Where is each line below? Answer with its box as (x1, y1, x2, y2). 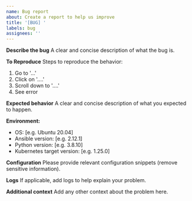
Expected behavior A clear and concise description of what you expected (6, 100, 187, 107)
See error (14, 88, 38, 95)
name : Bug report (6, 8, 49, 15)
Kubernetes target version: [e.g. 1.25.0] (14, 148, 110, 155)
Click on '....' (14, 76, 45, 83)
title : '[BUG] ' (6, 19, 46, 25)
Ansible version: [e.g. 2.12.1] (14, 135, 83, 142)
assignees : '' (6, 31, 41, 37)
